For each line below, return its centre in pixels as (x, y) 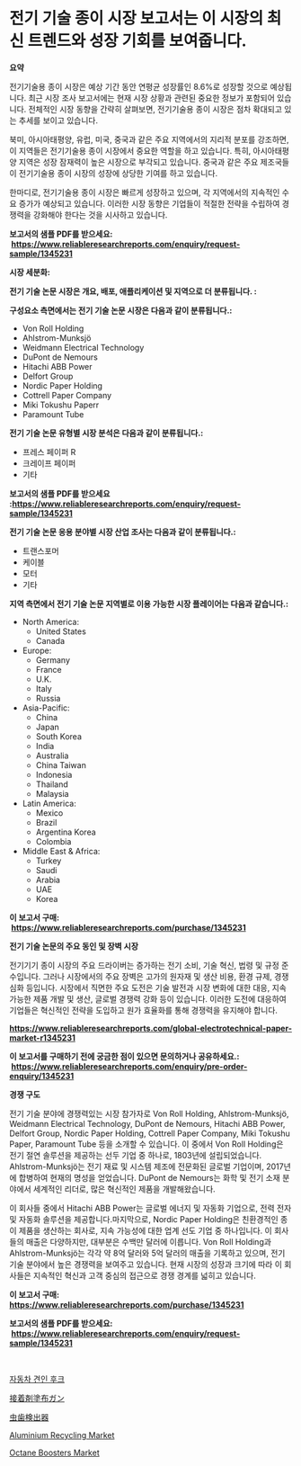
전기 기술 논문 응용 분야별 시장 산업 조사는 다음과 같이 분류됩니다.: (123, 532)
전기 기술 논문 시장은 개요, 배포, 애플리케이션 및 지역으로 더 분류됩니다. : (133, 291)
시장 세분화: (30, 272)
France (49, 669)
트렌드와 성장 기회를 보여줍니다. (137, 41)
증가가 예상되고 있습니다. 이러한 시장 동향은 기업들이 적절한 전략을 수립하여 (149, 203)
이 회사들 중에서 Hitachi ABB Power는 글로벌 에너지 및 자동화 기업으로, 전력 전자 (150, 1208)
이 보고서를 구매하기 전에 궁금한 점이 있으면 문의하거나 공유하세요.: (124, 1056)
